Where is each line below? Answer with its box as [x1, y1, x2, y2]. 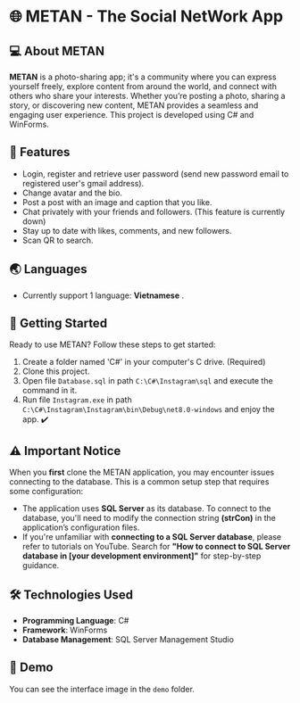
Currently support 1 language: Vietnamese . [21, 290, 185, 301]
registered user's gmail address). [21, 178, 145, 188]
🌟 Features [9, 145, 71, 160]
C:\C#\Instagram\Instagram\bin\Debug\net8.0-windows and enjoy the [21, 404, 275, 415]
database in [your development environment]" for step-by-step [21, 550, 262, 561]
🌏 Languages [9, 261, 87, 277]
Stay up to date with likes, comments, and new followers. [21, 225, 232, 236]
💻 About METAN [9, 43, 105, 59]
